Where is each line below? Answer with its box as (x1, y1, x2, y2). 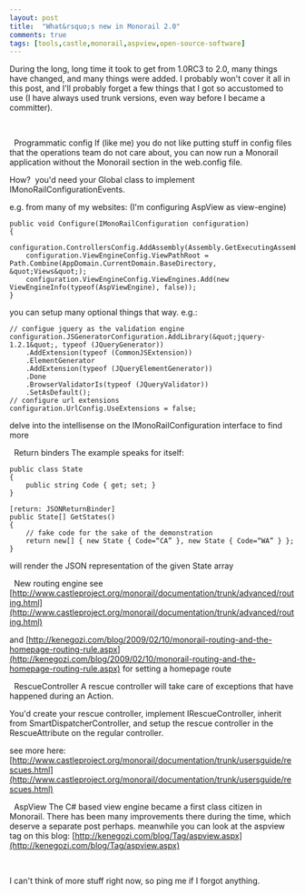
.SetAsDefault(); (25, 388, 92, 397)
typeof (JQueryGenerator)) (62, 340, 165, 350)
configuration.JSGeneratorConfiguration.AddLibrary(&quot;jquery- (9, 333, 266, 342)
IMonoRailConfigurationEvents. (9, 184, 125, 196)
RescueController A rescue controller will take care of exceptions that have (13, 681, 294, 692)
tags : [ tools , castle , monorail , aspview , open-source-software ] (9, 38, 246, 48)
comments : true (9, 30, 67, 39)
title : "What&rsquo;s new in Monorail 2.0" (9, 22, 181, 31)
